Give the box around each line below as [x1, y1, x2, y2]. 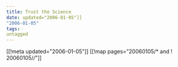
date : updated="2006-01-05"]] [6, 14, 83, 21]
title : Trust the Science [6, 8, 71, 15]
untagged [6, 31, 28, 37]
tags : [6, 25, 20, 32]
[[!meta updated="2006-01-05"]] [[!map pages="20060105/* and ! [6, 48, 173, 55]
